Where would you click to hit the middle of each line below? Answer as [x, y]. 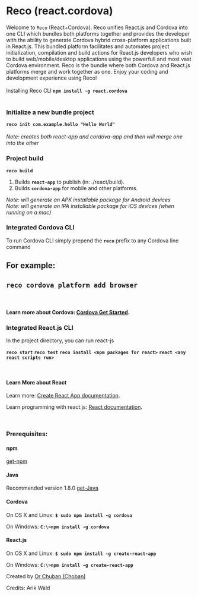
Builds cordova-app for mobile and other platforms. [76, 188]
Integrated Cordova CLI [40, 228]
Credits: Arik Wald [28, 588]
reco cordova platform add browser [72, 285]
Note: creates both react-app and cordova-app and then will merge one [94, 137]
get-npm [17, 461]
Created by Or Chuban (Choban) [46, 576]
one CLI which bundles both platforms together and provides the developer [98, 33]
